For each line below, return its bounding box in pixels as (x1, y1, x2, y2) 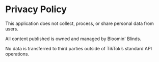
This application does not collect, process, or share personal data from (5, 20, 154, 26)
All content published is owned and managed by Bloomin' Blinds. (5, 36, 142, 42)
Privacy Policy (5, 4, 67, 15)
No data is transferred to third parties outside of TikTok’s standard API (5, 45, 152, 51)
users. (5, 25, 19, 32)
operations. (5, 51, 30, 57)
